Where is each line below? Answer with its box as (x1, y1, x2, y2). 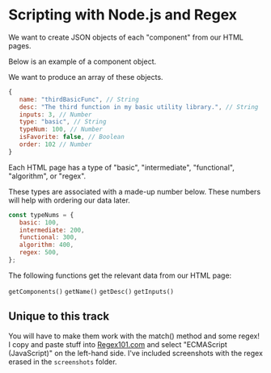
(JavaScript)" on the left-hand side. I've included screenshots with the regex (8, 348, 263, 358)
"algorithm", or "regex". (8, 171, 87, 181)
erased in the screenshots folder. (8, 357, 117, 367)
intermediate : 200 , (19, 226, 85, 234)
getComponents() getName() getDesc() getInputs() (8, 287, 174, 295)
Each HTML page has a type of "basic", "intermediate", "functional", (8, 162, 235, 172)
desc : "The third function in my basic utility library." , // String (19, 103, 259, 111)
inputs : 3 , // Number (19, 111, 92, 119)
